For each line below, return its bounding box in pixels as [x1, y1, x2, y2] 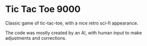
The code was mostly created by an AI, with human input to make [5, 29, 142, 35]
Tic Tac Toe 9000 [5, 3, 81, 15]
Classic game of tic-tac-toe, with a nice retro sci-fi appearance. [5, 20, 138, 26]
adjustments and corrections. [5, 35, 67, 41]
